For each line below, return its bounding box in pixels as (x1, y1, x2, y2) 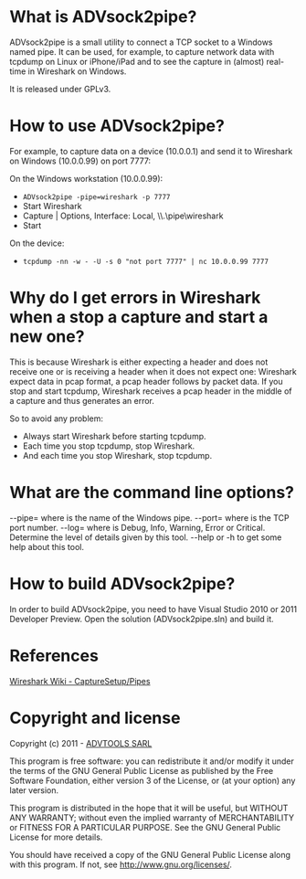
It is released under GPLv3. (9, 83, 111, 94)
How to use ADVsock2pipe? (9, 116, 226, 136)
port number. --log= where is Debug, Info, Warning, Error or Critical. (9, 522, 266, 533)
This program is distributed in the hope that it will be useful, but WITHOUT (9, 802, 289, 813)
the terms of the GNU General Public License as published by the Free (9, 765, 274, 776)
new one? (9, 326, 85, 347)
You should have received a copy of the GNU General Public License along (9, 849, 290, 860)
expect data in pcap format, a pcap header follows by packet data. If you (9, 376, 283, 387)
